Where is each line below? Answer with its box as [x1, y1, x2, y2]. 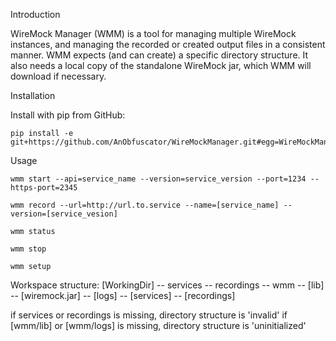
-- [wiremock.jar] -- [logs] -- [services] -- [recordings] [10, 290, 236, 301]
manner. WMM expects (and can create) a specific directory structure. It [10, 49, 309, 61]
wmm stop [10, 244, 47, 254]
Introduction [10, 9, 61, 20]
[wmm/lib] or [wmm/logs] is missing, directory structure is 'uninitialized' [10, 320, 307, 331]
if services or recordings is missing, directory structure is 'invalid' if [10, 309, 288, 321]
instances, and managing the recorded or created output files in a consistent [10, 39, 326, 50]
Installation [10, 90, 56, 101]
